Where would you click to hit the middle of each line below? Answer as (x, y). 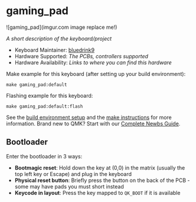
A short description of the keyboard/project (59, 38)
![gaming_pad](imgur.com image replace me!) (62, 27)
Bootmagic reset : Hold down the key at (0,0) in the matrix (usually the (100, 168)
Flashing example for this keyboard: (50, 95)
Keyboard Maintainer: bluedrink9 (55, 50)
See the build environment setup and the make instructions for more (89, 117)
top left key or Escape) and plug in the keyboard (73, 174)
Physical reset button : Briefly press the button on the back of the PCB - (102, 180)
